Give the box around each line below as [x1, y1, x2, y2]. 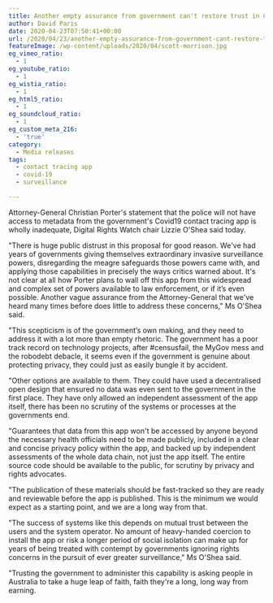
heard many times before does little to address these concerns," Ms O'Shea [8, 301, 262, 310]
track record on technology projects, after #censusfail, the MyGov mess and [8, 342, 264, 352]
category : [8, 140, 42, 149]
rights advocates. [8, 469, 67, 479]
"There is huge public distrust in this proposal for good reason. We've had [8, 241, 256, 250]
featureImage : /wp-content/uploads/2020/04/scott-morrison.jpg [8, 42, 227, 50]
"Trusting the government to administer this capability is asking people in [8, 568, 253, 578]
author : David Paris [8, 20, 79, 28]
